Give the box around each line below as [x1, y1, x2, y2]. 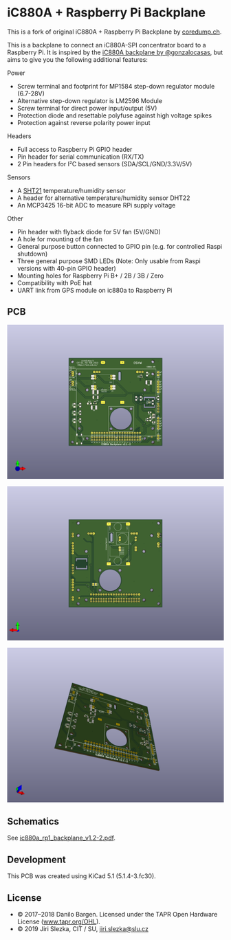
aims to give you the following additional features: [7, 55, 148, 63]
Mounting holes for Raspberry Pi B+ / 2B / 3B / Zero [16, 271, 164, 280]
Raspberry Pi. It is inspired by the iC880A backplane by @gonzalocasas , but [7, 48, 223, 56]
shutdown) [16, 249, 48, 258]
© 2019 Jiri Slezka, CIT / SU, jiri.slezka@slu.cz [16, 925, 149, 933]
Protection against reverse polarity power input [16, 118, 151, 126]
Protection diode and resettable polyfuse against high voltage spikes [16, 111, 212, 120]
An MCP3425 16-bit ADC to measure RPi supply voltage [16, 201, 176, 209]
